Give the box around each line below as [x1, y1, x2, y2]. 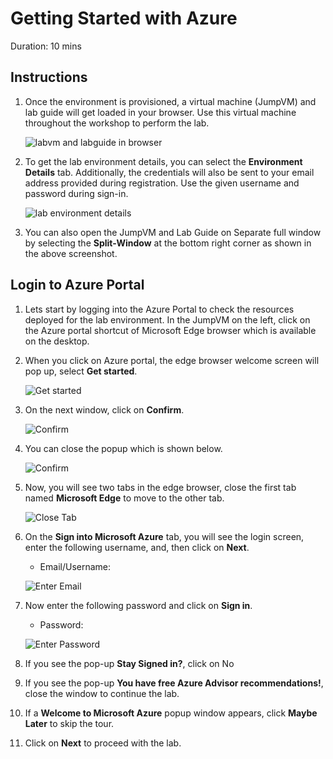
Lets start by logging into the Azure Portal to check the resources [24, 303, 295, 315]
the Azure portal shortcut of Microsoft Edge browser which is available [24, 324, 317, 336]
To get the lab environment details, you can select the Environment [24, 155, 303, 167]
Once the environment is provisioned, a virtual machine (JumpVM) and [24, 95, 317, 107]
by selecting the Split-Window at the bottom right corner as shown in [24, 237, 312, 249]
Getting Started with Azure [10, 7, 238, 30]
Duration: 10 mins [10, 40, 82, 52]
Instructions [10, 69, 88, 86]
